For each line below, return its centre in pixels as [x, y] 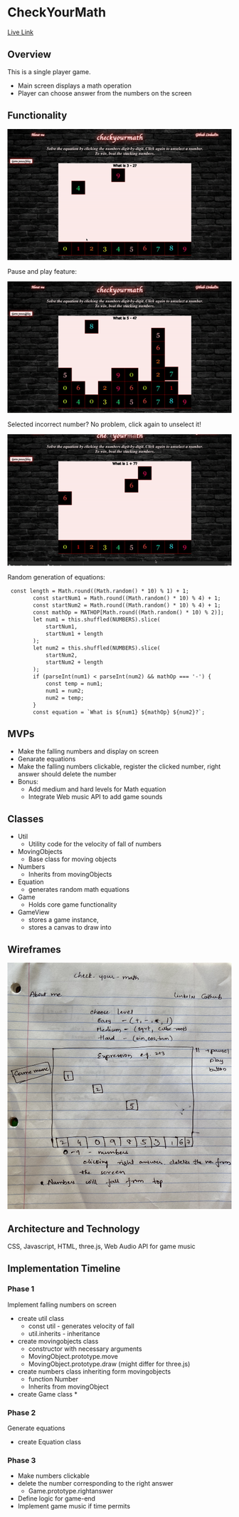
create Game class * [48, 1394]
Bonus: [28, 781]
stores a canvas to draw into [70, 927]
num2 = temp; [64, 698]
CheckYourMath [57, 12]
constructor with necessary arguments [85, 1349]
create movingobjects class [58, 1341]
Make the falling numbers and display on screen [88, 751]
